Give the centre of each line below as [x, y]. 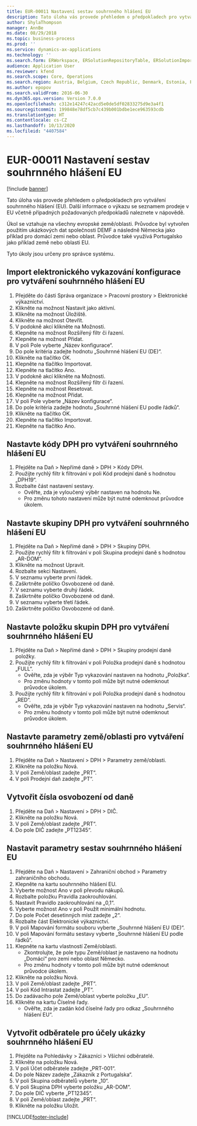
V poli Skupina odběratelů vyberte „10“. [62, 1081]
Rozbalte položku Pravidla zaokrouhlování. [66, 896]
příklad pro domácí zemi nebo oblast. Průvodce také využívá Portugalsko [95, 236]
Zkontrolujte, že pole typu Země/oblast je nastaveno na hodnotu [101, 952]
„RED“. [23, 700]
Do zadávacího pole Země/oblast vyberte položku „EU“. [82, 996]
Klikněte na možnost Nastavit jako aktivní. [65, 308]
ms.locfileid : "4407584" [37, 131]
